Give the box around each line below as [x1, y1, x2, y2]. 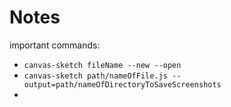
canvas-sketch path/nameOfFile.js [23, 71, 168, 81]
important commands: [9, 39, 101, 51]
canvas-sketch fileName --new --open [23, 60, 182, 70]
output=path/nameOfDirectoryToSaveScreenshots [23, 79, 222, 90]
